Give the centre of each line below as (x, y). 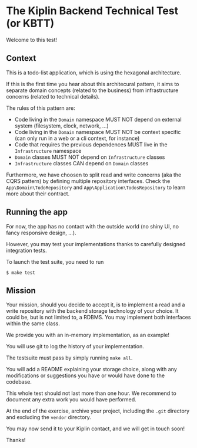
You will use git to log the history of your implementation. (75, 346)
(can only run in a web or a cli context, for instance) (77, 138)
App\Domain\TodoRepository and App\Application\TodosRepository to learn (96, 187)
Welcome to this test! (32, 40)
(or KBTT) (30, 23)
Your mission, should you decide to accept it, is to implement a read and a (96, 305)
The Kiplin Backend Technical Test (92, 11)
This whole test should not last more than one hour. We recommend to (91, 393)
